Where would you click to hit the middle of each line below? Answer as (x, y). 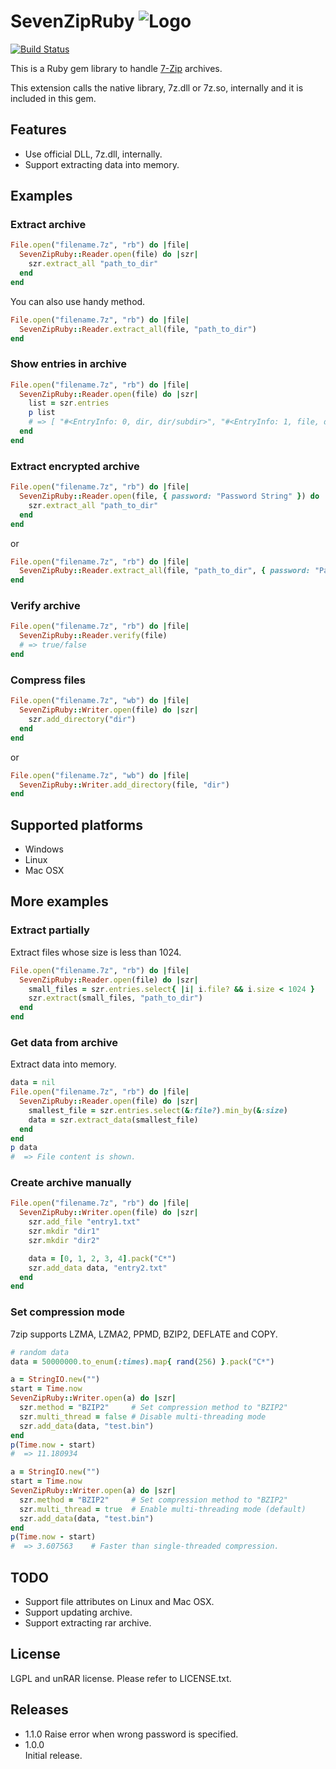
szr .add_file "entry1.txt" (84, 1222)
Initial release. (53, 1755)
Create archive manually (71, 1183)
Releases (39, 1710)
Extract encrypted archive (75, 466)
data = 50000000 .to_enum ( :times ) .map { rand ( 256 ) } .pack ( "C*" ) (142, 1361)
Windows (44, 849)
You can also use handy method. (78, 301)
